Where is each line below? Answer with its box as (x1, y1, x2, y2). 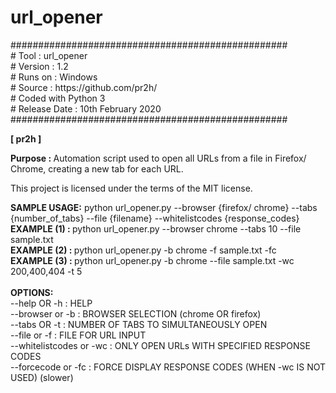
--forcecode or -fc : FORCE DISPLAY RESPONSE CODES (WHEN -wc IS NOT (10, 361, 326, 373)
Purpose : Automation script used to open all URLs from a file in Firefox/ (10, 152, 307, 164)
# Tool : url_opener (10, 49, 88, 61)
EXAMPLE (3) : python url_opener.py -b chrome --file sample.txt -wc (10, 254, 295, 266)
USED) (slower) (10, 371, 74, 383)
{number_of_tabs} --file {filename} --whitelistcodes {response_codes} (10, 212, 300, 224)
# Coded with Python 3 (10, 92, 106, 104)
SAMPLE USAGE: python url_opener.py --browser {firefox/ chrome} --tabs (10, 201, 318, 213)
